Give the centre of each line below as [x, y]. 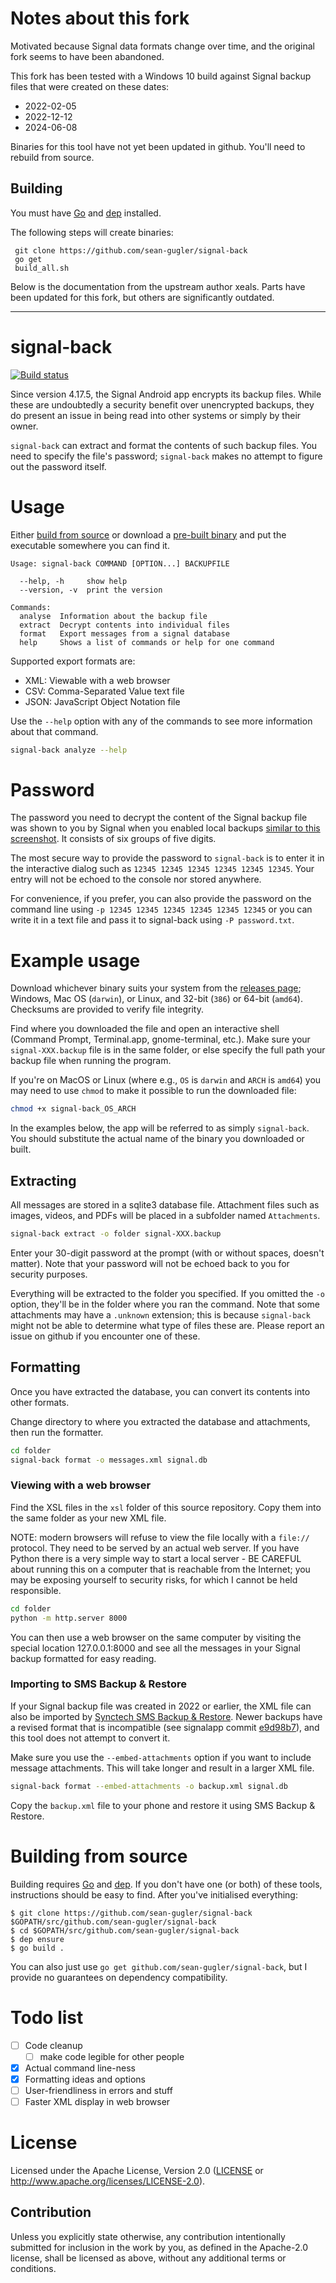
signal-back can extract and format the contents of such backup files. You [164, 445]
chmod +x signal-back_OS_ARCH [73, 1109]
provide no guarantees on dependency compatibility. [119, 1977]
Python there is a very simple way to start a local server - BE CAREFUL [156, 1558]
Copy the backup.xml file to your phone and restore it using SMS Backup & [163, 1805]
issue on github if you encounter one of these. [105, 1336]
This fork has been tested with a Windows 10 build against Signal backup [161, 76]
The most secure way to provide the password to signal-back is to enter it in [167, 858]
